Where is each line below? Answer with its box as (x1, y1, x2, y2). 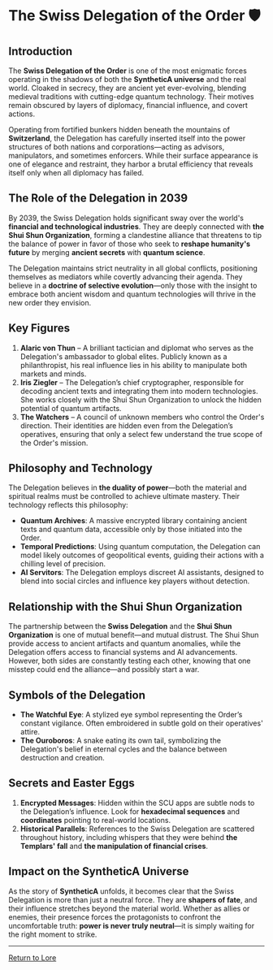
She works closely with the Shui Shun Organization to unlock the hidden (19, 395, 262, 405)
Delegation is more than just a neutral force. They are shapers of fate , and (8, 894, 258, 904)
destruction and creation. (19, 753, 106, 763)
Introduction (8, 44, 73, 58)
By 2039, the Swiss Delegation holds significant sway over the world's (8, 213, 244, 223)
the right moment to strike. (8, 929, 97, 939)
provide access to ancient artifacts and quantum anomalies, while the (8, 639, 241, 648)
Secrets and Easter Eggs (8, 777, 136, 790)
